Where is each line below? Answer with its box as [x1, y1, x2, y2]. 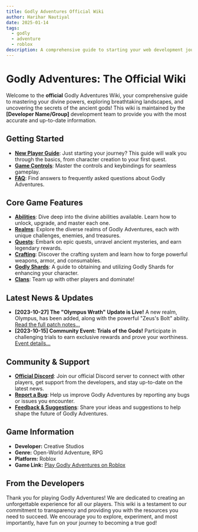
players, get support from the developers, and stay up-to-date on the [14, 378, 183, 385]
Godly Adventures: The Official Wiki [6, 72, 186, 85]
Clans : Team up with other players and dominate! [14, 276, 134, 283]
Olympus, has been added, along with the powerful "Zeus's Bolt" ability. [14, 315, 190, 322]
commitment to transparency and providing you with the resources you [6, 507, 179, 514]
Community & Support [6, 357, 90, 367]
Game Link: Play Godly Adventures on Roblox [14, 461, 126, 468]
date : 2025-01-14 [6, 19, 49, 25]
